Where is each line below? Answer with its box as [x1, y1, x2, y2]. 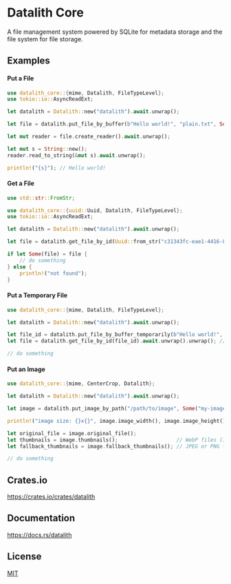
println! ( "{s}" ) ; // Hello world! [7, 164, 107, 171]
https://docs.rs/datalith [7, 530, 72, 539]
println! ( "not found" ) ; [19, 270, 88, 277]
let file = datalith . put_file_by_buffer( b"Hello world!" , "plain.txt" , [7, 121, 217, 128]
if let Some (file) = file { [7, 251, 88, 258]
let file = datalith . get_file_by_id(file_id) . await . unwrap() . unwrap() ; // [7, 337, 226, 345]
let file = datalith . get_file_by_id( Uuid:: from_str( [7, 238, 162, 245]
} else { [7, 263, 32, 270]
